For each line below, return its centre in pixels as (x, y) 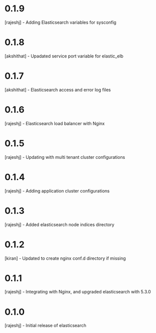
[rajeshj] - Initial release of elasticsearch (46, 326)
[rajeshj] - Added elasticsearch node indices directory (59, 224)
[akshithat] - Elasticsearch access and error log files (58, 90)
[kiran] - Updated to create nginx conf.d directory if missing (65, 258)
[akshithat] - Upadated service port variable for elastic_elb (64, 56)
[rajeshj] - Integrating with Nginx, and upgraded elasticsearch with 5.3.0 (78, 292)
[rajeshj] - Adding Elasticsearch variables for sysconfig (60, 22)
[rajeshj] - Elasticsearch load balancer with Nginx (55, 123)
